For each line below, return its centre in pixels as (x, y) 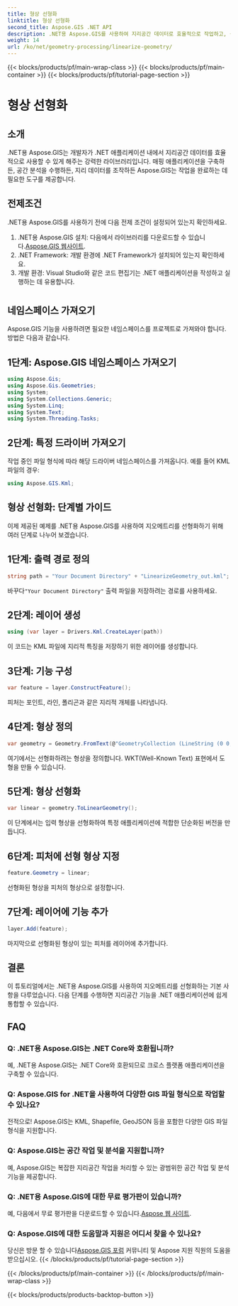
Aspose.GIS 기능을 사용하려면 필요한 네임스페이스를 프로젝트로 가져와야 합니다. (117, 329)
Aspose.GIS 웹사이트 (55, 246)
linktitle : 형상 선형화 (39, 21)
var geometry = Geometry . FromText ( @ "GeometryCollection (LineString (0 (115, 743)
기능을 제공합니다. (32, 1176)
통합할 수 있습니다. (33, 1004)
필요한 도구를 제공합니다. (41, 179)
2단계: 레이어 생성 (44, 615)
